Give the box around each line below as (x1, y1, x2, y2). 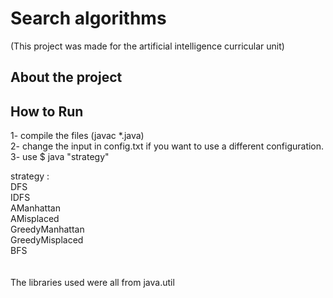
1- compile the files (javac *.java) (10, 130, 145, 142)
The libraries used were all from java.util (10, 277, 175, 289)
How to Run (10, 103, 84, 120)
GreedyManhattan (10, 223, 85, 236)
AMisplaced (10, 213, 60, 225)
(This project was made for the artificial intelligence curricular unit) (10, 40, 285, 52)
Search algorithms (10, 7, 167, 30)
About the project (10, 69, 123, 86)
